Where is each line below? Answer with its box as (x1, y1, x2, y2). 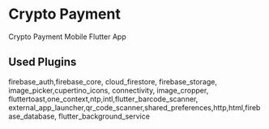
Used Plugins (8, 55, 77, 69)
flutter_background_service (58, 111, 150, 121)
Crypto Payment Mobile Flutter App (8, 32, 127, 41)
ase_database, (8, 111, 57, 121)
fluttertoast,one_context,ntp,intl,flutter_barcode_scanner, (8, 94, 199, 104)
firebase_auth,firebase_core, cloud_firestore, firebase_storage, (8, 76, 217, 86)
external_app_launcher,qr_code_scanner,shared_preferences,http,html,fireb (8, 102, 261, 112)
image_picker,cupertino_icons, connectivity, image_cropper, (8, 85, 209, 95)
